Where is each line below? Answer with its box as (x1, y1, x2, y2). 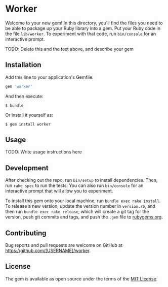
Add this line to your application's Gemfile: (5, 74, 94, 80)
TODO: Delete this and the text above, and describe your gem (5, 46, 134, 52)
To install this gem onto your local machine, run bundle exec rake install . (5, 198, 161, 204)
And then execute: (5, 93, 44, 99)
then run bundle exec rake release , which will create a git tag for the (5, 209, 149, 215)
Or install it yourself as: (5, 112, 53, 118)
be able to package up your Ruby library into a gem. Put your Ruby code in (5, 25, 161, 31)
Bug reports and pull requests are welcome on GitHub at (5, 242, 123, 248)
